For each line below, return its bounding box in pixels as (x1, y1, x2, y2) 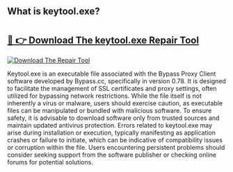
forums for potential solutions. (7, 158, 94, 166)
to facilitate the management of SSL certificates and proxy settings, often (7, 85, 217, 92)
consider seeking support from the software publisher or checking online (7, 150, 217, 159)
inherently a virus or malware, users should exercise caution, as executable (7, 99, 223, 107)
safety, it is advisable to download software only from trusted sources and (7, 114, 220, 122)
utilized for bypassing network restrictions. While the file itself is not (7, 92, 202, 100)
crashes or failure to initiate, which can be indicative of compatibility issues (7, 136, 223, 144)
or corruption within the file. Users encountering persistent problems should (7, 144, 225, 151)
